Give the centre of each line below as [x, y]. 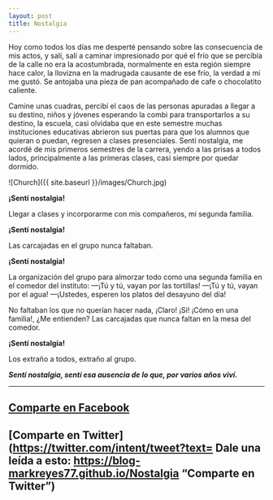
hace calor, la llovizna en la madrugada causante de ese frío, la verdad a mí [134, 72]
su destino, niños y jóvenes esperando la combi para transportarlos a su [129, 114]
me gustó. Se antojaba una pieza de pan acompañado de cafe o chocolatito [135, 81]
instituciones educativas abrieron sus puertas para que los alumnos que [129, 132]
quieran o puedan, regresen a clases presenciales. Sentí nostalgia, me [126, 140]
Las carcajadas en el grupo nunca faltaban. [81, 245]
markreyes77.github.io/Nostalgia [94, 474]
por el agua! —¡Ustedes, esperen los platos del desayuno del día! [117, 294]
